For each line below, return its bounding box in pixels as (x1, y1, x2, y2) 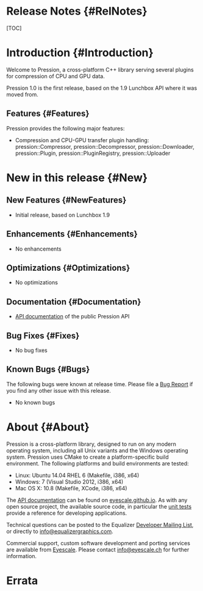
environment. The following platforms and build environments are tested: (6, 459, 189, 467)
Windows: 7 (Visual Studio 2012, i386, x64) (15, 478, 124, 485)
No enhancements (15, 245, 62, 253)
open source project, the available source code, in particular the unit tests (6, 503, 192, 510)
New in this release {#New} (6, 171, 148, 184)
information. (6, 552, 37, 559)
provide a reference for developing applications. (6, 509, 127, 517)
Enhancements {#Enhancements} (6, 229, 138, 239)
